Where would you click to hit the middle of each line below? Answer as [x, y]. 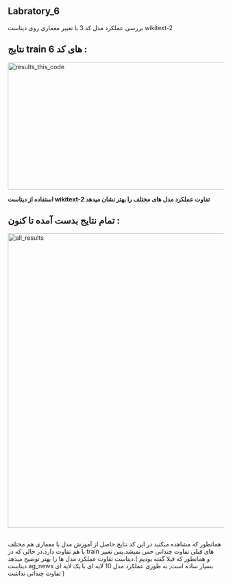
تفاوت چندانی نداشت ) [36, 573]
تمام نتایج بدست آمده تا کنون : [64, 221]
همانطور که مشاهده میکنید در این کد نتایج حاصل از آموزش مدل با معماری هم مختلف [114, 544]
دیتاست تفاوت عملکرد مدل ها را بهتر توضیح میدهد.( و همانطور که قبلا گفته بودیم [109, 559]
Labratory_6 [34, 11]
